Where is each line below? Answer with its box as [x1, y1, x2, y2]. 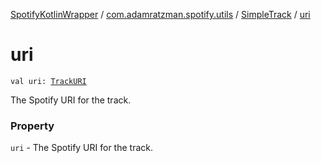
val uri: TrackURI [10, 76, 87, 86]
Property [10, 119, 55, 133]
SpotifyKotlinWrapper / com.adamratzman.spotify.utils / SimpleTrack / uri [10, 9, 311, 20]
